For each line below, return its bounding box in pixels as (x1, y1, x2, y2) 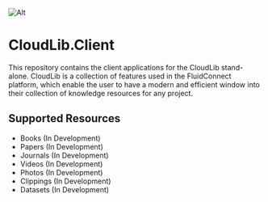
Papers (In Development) (19, 141, 103, 151)
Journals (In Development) (19, 150, 109, 160)
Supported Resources (8, 112, 121, 125)
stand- (220, 62, 244, 72)
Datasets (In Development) (19, 184, 110, 194)
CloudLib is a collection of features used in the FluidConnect (31, 71, 232, 81)
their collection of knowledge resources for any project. (8, 88, 194, 98)
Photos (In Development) (19, 167, 103, 177)
